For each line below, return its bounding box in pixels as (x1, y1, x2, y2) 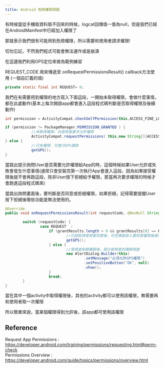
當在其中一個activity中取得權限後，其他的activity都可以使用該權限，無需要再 (5, 293, 159, 299)
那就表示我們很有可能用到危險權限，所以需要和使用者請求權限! (5, 38, 131, 43)
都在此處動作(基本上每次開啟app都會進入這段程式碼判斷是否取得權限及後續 (5, 100, 156, 106)
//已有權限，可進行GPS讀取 (31, 143, 79, 148)
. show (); (83, 265, 102, 270)
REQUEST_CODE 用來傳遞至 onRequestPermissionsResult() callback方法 (5, 69, 151, 75)
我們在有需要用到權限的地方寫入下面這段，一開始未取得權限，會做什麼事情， (5, 94, 159, 100)
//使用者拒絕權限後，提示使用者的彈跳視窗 (66, 247, 140, 252)
